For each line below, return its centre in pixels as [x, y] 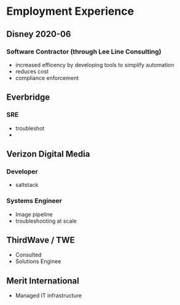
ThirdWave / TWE [41, 240]
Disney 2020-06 [39, 34]
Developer [22, 172]
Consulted [28, 255]
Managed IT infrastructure [48, 296]
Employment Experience [70, 11]
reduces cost [32, 71]
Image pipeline [34, 214]
